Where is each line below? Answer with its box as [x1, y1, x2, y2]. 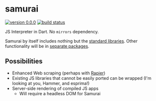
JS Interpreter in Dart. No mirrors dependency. [5, 29, 99, 34]
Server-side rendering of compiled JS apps [12, 86, 99, 91]
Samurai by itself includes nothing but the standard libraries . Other [5, 38, 138, 44]
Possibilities [5, 57, 43, 66]
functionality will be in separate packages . [5, 43, 90, 49]
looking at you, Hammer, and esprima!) [12, 80, 90, 86]
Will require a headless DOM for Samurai [19, 90, 101, 96]
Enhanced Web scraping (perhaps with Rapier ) [12, 70, 106, 76]
